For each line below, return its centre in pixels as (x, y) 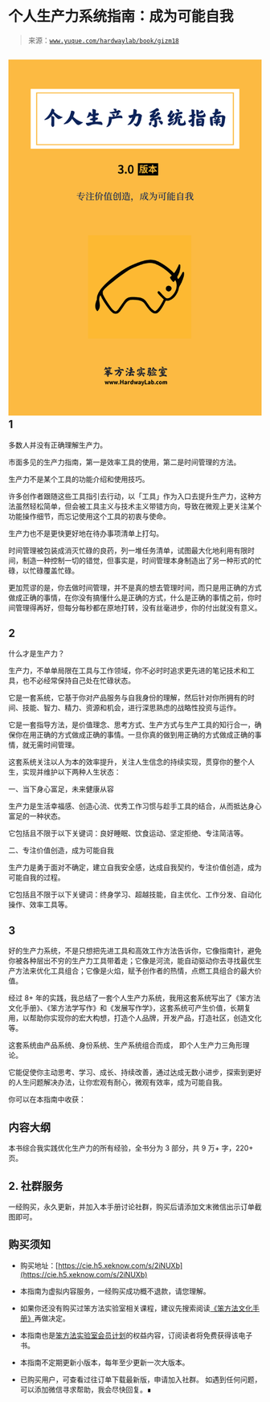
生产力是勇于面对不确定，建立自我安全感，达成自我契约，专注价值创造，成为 (135, 868)
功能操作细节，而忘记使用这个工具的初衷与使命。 (89, 516)
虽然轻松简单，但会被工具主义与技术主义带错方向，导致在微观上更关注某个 (138, 506)
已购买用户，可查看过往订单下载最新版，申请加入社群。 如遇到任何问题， (141, 1380)
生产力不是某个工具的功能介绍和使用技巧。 (79, 479)
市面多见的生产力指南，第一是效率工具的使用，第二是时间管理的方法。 (125, 462)
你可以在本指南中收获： (47, 1100)
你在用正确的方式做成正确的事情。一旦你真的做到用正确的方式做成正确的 (135, 735)
